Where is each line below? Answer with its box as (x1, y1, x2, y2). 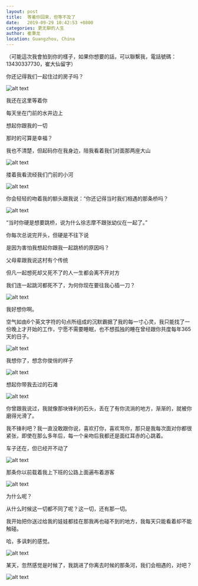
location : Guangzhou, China (6, 36, 75, 42)
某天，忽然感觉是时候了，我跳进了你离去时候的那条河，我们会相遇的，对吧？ (6, 562, 192, 568)
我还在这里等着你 (6, 97, 48, 104)
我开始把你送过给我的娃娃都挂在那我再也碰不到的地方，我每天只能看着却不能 (6, 518, 192, 525)
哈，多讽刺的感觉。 (6, 538, 53, 545)
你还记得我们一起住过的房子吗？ (6, 73, 84, 80)
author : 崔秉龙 (6, 31, 41, 37)
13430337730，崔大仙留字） (6, 60, 77, 67)
